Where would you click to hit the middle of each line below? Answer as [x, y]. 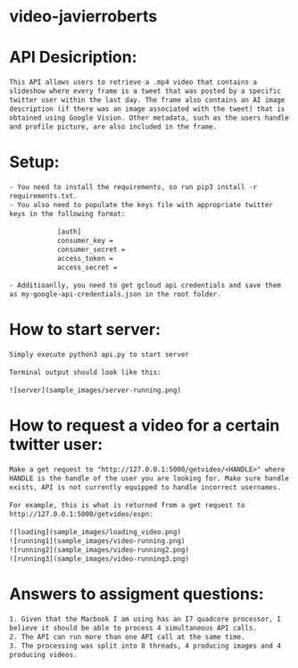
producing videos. [43, 655]
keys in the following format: [67, 214]
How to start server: [85, 330]
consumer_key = [85, 241]
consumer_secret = [91, 250]
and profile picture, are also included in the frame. [113, 127]
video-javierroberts [83, 17]
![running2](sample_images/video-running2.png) [99, 550]
